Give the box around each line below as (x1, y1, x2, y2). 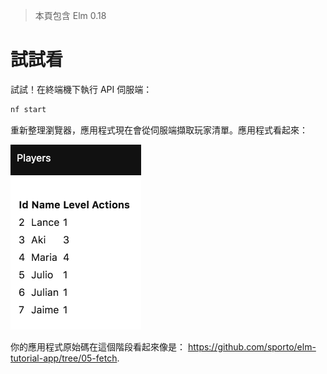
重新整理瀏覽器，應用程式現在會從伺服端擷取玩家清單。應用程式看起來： (10, 124, 308, 136)
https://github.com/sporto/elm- (187, 340, 317, 353)
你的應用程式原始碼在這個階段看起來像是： (10, 340, 186, 353)
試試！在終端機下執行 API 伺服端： (10, 83, 153, 95)
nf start (10, 104, 47, 114)
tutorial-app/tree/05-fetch (10, 352, 118, 364)
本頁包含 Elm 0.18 (34, 10, 107, 21)
